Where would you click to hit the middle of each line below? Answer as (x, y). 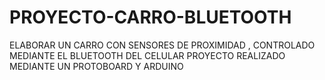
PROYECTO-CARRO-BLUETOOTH (150, 17)
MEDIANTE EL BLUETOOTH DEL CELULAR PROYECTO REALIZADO (147, 55)
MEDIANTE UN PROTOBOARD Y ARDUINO (96, 66)
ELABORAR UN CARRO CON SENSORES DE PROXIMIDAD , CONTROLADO (162, 45)
